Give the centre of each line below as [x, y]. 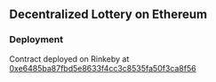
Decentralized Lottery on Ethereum [108, 15]
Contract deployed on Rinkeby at [69, 59]
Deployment [36, 40]
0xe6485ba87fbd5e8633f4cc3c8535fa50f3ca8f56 [103, 68]
